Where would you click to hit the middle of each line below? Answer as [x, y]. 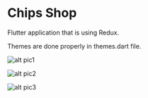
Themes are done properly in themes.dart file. [74, 46]
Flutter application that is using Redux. [63, 32]
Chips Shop [42, 13]
